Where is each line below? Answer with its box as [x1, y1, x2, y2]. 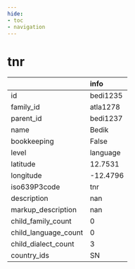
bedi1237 [89, 114, 123, 124]
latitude [11, 159, 36, 169]
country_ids [11, 251, 49, 261]
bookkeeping [11, 136, 54, 146]
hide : [7, 10, 23, 18]
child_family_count [11, 216, 72, 226]
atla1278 [89, 103, 121, 112]
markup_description [11, 205, 77, 215]
